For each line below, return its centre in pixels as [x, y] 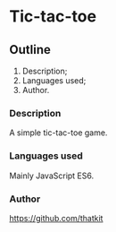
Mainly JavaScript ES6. [52, 176]
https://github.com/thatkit [56, 218]
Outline [30, 50]
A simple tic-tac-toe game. [58, 133]
